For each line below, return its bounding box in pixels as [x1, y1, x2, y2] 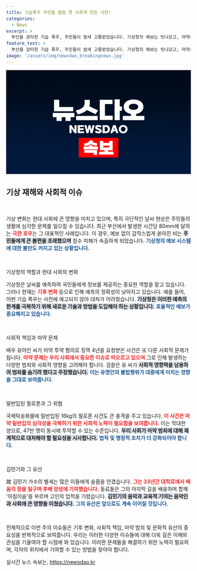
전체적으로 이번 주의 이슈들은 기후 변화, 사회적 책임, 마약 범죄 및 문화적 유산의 [6, 524, 183, 531]
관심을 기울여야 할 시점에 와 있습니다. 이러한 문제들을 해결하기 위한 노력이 [6, 539, 174, 546]
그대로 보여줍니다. [12, 376, 53, 383]
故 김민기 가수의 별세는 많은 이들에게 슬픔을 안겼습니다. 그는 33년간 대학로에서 [6, 478, 185, 485]
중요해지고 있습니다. [6, 310, 52, 317]
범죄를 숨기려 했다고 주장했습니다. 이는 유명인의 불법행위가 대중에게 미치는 [12, 369, 180, 376]
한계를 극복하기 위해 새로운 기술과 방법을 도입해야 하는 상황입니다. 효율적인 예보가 [6, 303, 191, 310]
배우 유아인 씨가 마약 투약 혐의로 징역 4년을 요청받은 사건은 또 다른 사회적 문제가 [6, 347, 189, 354]
